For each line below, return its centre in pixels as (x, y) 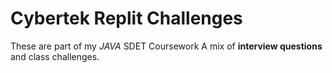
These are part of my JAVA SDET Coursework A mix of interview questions (166, 46)
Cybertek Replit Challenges (126, 18)
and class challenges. (55, 56)
